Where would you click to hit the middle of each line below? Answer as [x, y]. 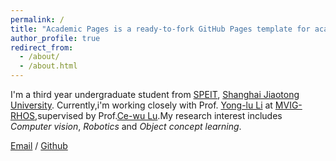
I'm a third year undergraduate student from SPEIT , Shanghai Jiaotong [155, 94]
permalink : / [37, 19]
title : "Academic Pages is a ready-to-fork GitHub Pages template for [160, 29]
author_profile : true [55, 38]
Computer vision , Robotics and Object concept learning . [126, 126]
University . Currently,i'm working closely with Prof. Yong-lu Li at [141, 105]
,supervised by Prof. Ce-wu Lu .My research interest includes [158, 115]
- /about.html [48, 66]
